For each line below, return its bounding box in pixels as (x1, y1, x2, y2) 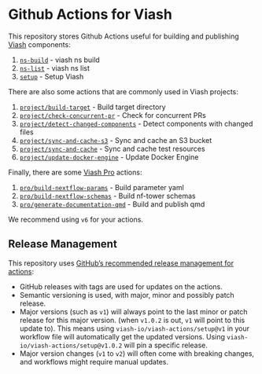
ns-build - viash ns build (19, 55, 100, 64)
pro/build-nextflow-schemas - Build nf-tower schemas (19, 191, 196, 200)
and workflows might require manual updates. (19, 357, 169, 366)
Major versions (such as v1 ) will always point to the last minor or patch (19, 306, 248, 316)
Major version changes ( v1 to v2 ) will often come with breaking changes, (19, 348, 254, 358)
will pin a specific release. (124, 340, 208, 350)
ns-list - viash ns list (19, 63, 90, 72)
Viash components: (8, 39, 71, 49)
